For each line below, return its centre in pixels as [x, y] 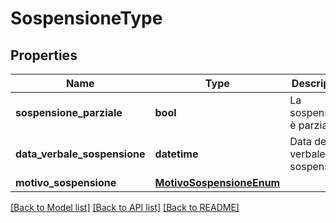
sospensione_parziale [69, 112]
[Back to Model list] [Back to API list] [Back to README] [125, 207]
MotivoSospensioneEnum [217, 182]
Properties [44, 55]
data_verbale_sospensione [80, 154]
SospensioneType [86, 18]
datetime [176, 154]
